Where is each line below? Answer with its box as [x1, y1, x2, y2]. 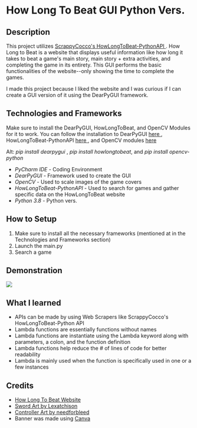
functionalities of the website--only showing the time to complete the [6, 68, 174, 74]
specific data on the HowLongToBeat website [14, 191, 126, 198]
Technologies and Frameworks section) [14, 236, 111, 243]
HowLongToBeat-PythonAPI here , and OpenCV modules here [6, 137, 157, 144]
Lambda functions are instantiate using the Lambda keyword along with [14, 332, 189, 339]
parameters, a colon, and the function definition [14, 339, 131, 346]
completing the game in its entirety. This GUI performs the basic [6, 61, 162, 68]
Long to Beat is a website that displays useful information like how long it [6, 49, 183, 56]
